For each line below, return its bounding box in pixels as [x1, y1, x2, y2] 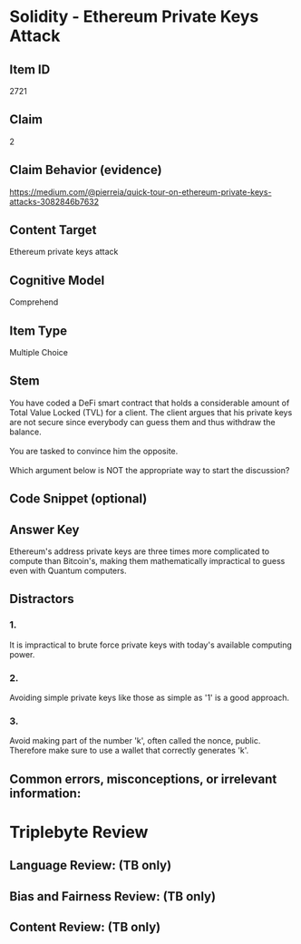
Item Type [9, 323, 68, 338]
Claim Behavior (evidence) [9, 162, 162, 178]
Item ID [9, 62, 51, 77]
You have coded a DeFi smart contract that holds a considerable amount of [9, 397, 290, 408]
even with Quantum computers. [9, 565, 127, 577]
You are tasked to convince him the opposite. [9, 445, 179, 456]
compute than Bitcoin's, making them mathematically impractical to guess [9, 556, 286, 567]
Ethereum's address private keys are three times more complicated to [9, 546, 270, 557]
